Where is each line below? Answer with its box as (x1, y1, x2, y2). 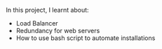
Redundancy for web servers (15, 27, 100, 35)
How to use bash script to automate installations (15, 34, 156, 42)
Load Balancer (15, 19, 58, 27)
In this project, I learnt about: (6, 6, 89, 14)
